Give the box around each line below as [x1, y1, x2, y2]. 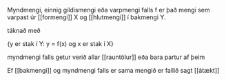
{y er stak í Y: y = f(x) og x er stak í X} [7, 40, 114, 47]
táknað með [7, 27, 41, 34]
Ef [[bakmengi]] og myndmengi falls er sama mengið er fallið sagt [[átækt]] [7, 67, 220, 74]
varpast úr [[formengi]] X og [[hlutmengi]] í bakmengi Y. [7, 13, 167, 21]
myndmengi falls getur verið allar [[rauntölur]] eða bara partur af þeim [7, 53, 205, 61]
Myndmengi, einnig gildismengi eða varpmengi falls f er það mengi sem [7, 6, 210, 14]
